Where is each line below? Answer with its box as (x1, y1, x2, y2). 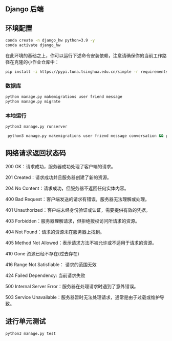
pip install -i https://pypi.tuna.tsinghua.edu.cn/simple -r (5, 69, 139, 74)
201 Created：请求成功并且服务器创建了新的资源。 (5, 174, 112, 180)
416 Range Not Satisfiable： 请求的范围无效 (5, 261, 97, 268)
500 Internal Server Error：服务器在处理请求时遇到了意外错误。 (5, 283, 139, 289)
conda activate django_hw (5, 43, 60, 48)
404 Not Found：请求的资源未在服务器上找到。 (5, 229, 105, 235)
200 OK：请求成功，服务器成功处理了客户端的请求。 (5, 163, 116, 169)
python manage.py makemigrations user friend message (5, 94, 123, 99)
